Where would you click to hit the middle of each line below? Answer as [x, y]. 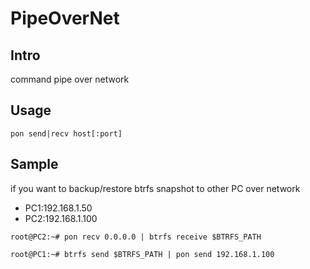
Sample [34, 164]
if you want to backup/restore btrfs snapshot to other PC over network [155, 188]
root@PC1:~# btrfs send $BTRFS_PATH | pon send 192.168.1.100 [142, 254]
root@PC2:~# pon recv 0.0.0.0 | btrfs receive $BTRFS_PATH [136, 237]
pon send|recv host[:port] [66, 133]
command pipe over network [70, 79]
